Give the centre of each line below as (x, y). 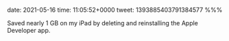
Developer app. (29, 30)
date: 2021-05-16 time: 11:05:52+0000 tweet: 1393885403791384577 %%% (115, 10)
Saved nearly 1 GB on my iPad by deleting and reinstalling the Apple (103, 23)
